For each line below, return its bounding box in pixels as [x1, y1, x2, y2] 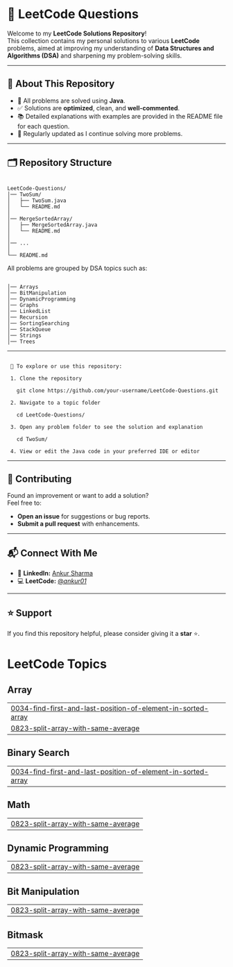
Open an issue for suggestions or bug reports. [17, 512, 150, 521]
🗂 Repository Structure [7, 157, 112, 169]
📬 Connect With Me [7, 547, 98, 559]
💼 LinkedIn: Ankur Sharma [17, 569, 94, 578]
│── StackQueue [7, 326, 51, 333]
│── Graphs [7, 301, 39, 308]
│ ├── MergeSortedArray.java [7, 221, 98, 228]
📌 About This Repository [7, 78, 115, 90]
